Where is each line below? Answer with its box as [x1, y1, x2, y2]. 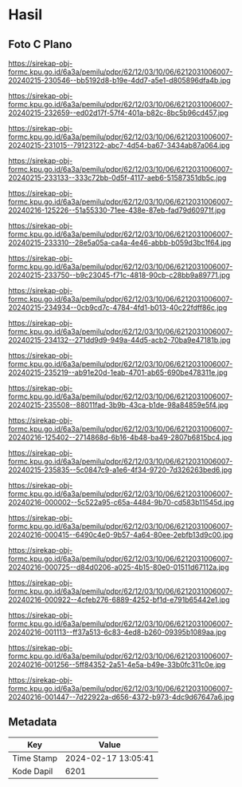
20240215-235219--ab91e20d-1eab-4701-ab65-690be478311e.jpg [8, 368, 228, 377]
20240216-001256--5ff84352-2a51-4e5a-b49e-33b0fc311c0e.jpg [8, 660, 226, 669]
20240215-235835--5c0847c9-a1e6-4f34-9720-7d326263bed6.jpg [8, 465, 232, 475]
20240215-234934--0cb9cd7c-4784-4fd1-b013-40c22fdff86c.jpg [8, 303, 228, 312]
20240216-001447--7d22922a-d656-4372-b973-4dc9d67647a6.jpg [8, 693, 235, 702]
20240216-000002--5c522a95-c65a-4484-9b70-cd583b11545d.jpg [8, 498, 235, 507]
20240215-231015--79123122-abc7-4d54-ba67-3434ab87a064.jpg [8, 141, 230, 149]
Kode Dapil [12, 765, 53, 777]
